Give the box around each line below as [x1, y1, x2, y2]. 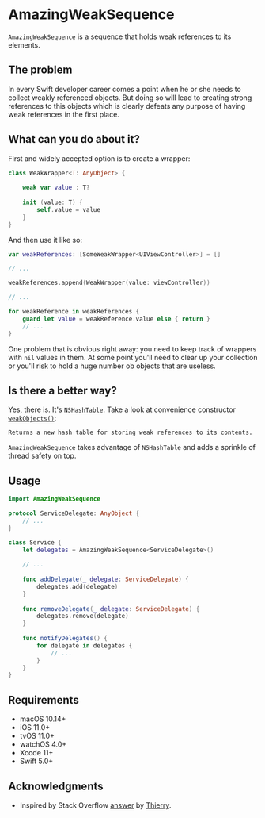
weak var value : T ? [22, 184, 90, 192]
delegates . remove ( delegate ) [36, 613, 129, 620]
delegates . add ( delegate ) [36, 582, 119, 590]
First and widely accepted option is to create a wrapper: [8, 153, 191, 163]
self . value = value [36, 205, 101, 213]
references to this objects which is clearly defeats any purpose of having [8, 101, 246, 110]
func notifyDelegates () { [22, 635, 108, 643]
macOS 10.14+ [19, 714, 66, 724]
